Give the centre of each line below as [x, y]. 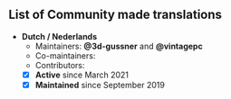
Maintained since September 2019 [100, 85]
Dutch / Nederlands [59, 36]
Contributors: [60, 65]
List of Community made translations [115, 15]
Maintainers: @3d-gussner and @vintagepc [119, 46]
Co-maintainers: [65, 55]
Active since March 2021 [82, 75]
